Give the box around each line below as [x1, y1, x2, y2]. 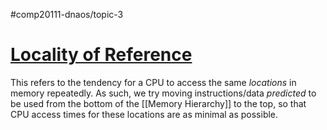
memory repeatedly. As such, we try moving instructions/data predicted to [10, 87, 317, 99]
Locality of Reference [10, 44, 193, 66]
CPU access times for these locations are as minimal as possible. [10, 108, 279, 120]
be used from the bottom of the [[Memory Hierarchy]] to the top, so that [10, 97, 307, 109]
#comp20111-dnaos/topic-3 [10, 9, 124, 20]
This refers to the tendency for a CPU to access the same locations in [10, 76, 297, 88]
